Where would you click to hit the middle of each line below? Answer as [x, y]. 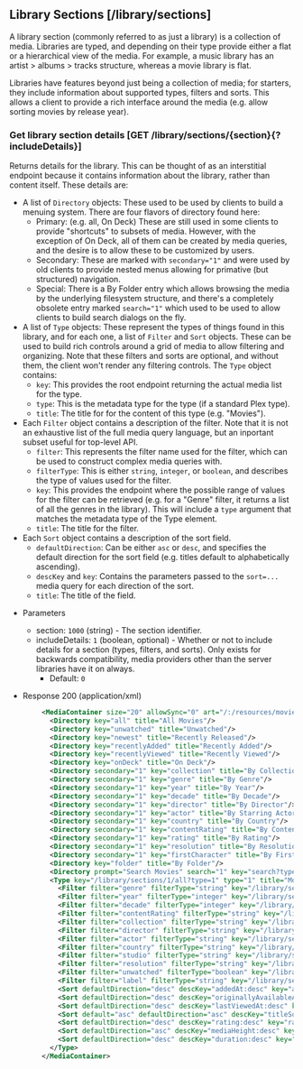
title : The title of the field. [86, 595]
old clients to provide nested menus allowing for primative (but [152, 270]
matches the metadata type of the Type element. [127, 519]
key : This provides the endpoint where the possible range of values [161, 490]
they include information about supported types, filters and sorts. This [140, 92]
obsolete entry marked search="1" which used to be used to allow [158, 308]
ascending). [58, 567]
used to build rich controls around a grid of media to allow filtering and [153, 346]
